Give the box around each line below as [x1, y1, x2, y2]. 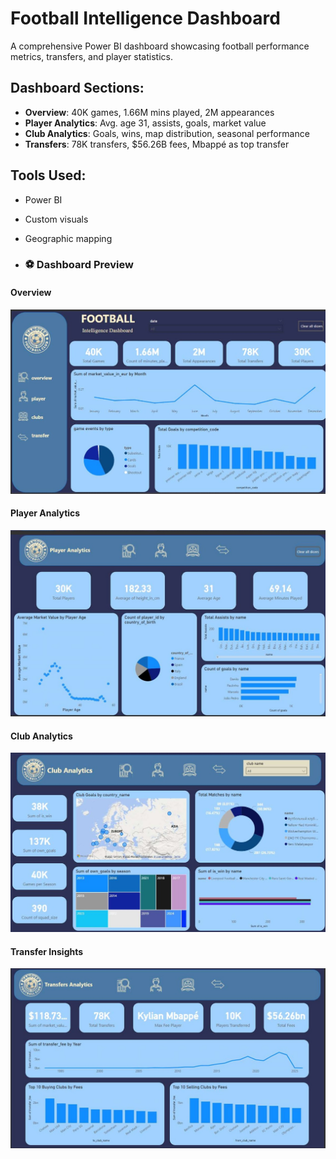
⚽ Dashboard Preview [24, 258, 134, 272]
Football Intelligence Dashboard [10, 7, 281, 30]
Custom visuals [24, 213, 89, 225]
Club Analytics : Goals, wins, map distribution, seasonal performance [24, 127, 310, 139]
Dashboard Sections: [10, 80, 145, 97]
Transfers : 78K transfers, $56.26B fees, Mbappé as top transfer [24, 138, 290, 150]
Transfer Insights [10, 945, 84, 957]
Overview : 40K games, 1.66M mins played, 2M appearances [24, 106, 275, 118]
